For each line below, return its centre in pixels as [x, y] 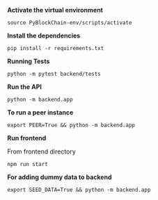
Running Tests [29, 61]
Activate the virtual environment [55, 10]
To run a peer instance [40, 112]
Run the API [24, 87]
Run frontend [27, 138]
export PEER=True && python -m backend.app [71, 125]
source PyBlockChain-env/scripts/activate [70, 23]
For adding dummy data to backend [60, 177]
